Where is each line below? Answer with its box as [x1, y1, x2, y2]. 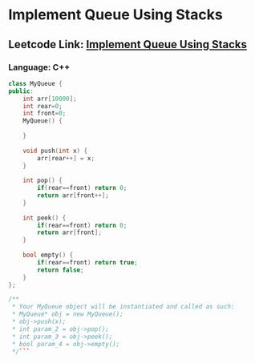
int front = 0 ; [22, 110, 67, 118]
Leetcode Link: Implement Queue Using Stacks [8, 38, 247, 51]
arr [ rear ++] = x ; [37, 154, 95, 162]
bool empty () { [22, 251, 74, 259]
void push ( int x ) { [22, 147, 88, 155]
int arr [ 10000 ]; [22, 95, 78, 103]
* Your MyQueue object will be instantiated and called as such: [11, 303, 235, 311]
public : [8, 87, 34, 95]
